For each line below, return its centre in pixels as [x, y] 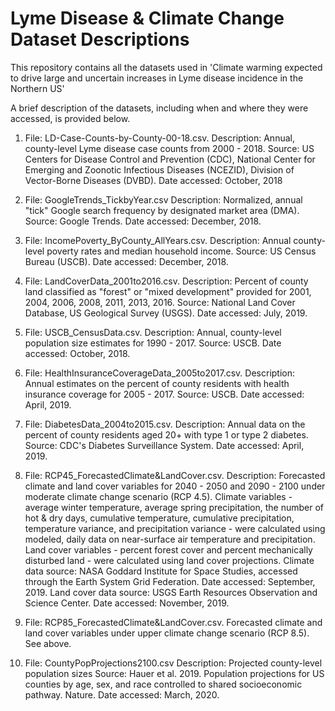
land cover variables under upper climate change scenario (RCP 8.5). [167, 633]
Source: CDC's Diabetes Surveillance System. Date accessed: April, [164, 445]
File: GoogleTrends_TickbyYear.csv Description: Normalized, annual [163, 199]
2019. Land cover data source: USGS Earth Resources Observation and [171, 592]
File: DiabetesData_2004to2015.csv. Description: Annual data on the [165, 424]
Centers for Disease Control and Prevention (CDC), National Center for [170, 159]
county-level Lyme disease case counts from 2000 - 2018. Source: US [169, 148]
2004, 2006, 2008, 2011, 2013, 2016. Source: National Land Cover [160, 302]
